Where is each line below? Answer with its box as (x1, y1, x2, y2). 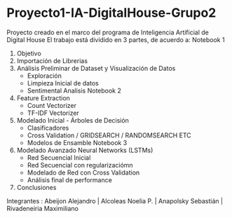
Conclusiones (16, 183, 57, 191)
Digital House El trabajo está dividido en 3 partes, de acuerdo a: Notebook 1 (6, 35, 225, 43)
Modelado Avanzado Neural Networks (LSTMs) (16, 146, 153, 154)
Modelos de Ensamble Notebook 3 (27, 138, 128, 147)
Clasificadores (27, 123, 69, 132)
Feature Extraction (16, 93, 71, 102)
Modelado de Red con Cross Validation (27, 168, 140, 177)
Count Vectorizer (27, 101, 76, 109)
